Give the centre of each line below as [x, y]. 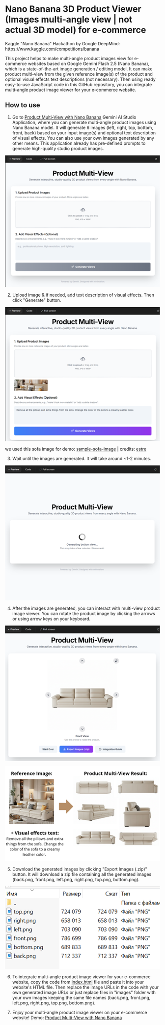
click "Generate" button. [37, 300]
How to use [23, 105]
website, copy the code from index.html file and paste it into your [78, 982]
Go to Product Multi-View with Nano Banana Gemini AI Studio [74, 117]
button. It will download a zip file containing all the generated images [82, 874]
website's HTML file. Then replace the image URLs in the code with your [85, 987]
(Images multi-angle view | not [69, 19]
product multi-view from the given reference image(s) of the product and [79, 74]
